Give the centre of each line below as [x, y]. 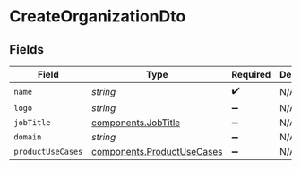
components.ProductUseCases [157, 152]
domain [28, 137]
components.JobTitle [136, 123]
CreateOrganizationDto [98, 17]
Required [251, 75]
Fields [27, 50]
